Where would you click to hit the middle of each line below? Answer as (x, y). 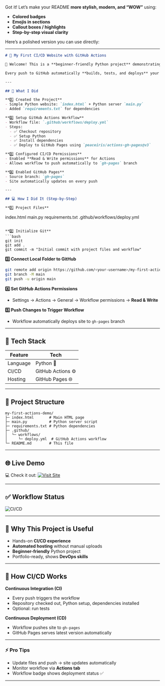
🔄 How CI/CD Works (36, 577)
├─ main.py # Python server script (51, 422)
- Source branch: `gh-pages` (35, 176)
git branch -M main (25, 274)
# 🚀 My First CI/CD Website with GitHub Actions (56, 56)
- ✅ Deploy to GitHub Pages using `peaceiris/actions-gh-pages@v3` (80, 145)
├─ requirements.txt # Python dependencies (50, 426)
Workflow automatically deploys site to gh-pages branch (69, 321)
